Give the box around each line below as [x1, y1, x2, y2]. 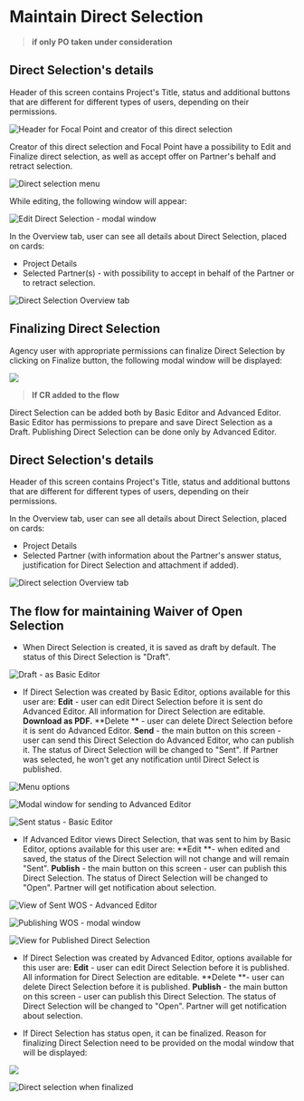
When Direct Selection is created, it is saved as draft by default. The [22, 642, 277, 653]
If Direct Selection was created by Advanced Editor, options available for [22, 952, 293, 963]
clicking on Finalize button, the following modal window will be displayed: [9, 355, 282, 365]
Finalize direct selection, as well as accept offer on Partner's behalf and [9, 151, 277, 161]
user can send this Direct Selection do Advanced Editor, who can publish [22, 735, 294, 745]
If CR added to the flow [31, 389, 119, 400]
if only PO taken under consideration [31, 36, 173, 47]
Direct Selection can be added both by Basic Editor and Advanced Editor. [9, 406, 282, 418]
